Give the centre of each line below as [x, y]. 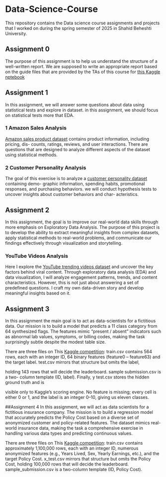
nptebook [15, 77]
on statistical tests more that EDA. [40, 115]
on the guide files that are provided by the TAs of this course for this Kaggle [83, 72]
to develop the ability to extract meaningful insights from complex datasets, [83, 232]
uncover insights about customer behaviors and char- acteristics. [72, 194]
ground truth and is [25, 382]
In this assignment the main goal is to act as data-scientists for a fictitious [81, 321]
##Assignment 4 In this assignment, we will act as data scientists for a [77, 407]
